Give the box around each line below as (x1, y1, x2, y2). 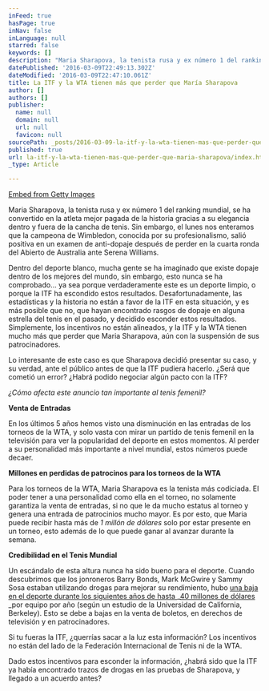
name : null (15, 109, 52, 117)
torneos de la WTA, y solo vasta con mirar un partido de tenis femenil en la (8, 428, 255, 437)
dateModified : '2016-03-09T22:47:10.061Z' (8, 71, 152, 79)
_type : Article (8, 161, 59, 169)
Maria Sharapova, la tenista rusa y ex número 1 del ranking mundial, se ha (8, 205, 251, 215)
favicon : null (15, 131, 62, 139)
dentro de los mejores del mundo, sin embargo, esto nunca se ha (8, 271, 223, 281)
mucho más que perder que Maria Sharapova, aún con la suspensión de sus (8, 331, 260, 341)
